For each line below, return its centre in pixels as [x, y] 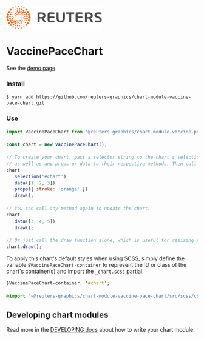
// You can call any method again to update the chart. [78, 209]
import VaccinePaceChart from [45, 132]
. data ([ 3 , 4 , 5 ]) [34, 221]
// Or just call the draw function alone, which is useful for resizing [100, 240]
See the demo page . [32, 68]
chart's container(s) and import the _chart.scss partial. [75, 271]
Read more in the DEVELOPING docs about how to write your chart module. [101, 329]
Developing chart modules [57, 315]
